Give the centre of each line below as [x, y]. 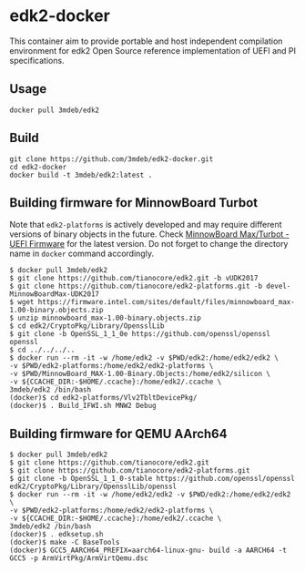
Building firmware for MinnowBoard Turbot [134, 203]
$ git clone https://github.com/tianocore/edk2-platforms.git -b [136, 286]
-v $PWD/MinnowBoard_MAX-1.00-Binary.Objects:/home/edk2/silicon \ [140, 374]
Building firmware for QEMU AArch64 [118, 434]
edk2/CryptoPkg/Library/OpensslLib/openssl [93, 487]
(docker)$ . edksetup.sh [56, 535]
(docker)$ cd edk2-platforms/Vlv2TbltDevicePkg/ [103, 398]
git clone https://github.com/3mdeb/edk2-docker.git [112, 159]
